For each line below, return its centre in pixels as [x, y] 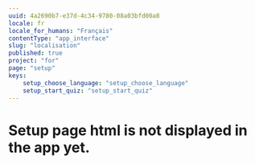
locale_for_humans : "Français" [61, 31]
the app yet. [49, 148]
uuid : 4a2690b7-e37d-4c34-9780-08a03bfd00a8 [84, 16]
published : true [35, 53]
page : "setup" [32, 68]
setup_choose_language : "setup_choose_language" [106, 83]
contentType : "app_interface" [59, 38]
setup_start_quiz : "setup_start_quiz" [88, 90]
